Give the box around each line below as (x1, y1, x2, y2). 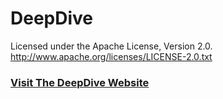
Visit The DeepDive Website (10, 75, 150, 89)
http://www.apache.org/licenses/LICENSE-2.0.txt (10, 50, 213, 62)
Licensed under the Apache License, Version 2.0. (10, 40, 213, 52)
